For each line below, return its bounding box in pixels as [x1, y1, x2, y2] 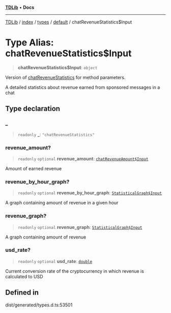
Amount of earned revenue [5, 165, 62, 171]
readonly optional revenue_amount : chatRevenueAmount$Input [17, 155, 149, 162]
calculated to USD [5, 273, 43, 279]
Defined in [5, 288, 39, 297]
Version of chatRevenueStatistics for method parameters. [5, 74, 126, 81]
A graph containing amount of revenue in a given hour [5, 200, 119, 206]
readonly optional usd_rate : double [17, 258, 93, 264]
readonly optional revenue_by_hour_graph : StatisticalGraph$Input [17, 190, 162, 196]
